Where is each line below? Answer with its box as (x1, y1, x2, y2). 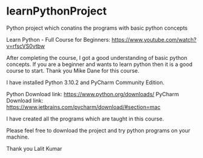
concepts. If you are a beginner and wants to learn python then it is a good (6, 61, 193, 68)
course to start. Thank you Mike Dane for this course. (6, 67, 139, 74)
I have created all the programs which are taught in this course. (6, 115, 164, 122)
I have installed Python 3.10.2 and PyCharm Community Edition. (6, 79, 165, 86)
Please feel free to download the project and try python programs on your (6, 127, 191, 134)
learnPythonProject (6, 4, 107, 18)
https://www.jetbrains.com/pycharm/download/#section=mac (6, 103, 161, 110)
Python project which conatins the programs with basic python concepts (6, 24, 188, 31)
